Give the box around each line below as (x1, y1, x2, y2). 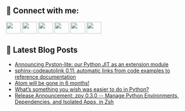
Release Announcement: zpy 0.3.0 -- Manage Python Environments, (14, 92, 179, 99)
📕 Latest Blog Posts (6, 45, 78, 55)
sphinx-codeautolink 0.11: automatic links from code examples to (14, 67, 170, 74)
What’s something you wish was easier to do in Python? (14, 86, 149, 93)
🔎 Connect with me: (6, 6, 79, 16)
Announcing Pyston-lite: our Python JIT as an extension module (14, 60, 169, 68)
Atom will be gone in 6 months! (14, 79, 90, 86)
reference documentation (14, 73, 76, 80)
